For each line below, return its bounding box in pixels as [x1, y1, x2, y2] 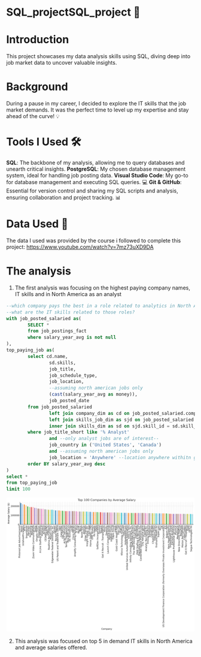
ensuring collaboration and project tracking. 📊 [6, 194, 121, 201]
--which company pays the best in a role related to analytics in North [6, 303, 191, 309]
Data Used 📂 [6, 217, 69, 231]
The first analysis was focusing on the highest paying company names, [14, 284, 190, 291]
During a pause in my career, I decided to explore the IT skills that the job [6, 100, 187, 107]
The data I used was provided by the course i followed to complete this [6, 237, 181, 244]
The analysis [6, 264, 72, 278]
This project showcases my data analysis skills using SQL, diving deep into [6, 53, 191, 60]
